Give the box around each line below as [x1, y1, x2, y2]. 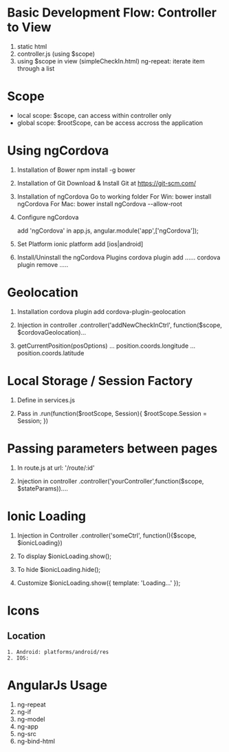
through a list [17, 64, 55, 72]
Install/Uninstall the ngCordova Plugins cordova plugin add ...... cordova [17, 253, 221, 261]
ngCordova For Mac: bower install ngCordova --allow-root [17, 199, 182, 208]
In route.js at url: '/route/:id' [17, 464, 95, 472]
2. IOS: [7, 654, 30, 662]
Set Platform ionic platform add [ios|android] [17, 239, 144, 248]
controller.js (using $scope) [17, 50, 95, 58]
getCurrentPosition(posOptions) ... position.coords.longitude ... [17, 342, 196, 350]
